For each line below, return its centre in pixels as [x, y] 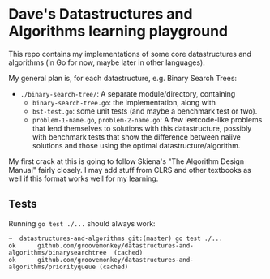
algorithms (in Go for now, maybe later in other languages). [107, 62]
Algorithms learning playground [118, 31]
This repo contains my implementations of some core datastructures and [130, 54]
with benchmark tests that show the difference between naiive [136, 137]
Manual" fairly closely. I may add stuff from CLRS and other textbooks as [130, 170]
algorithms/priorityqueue [52, 267]
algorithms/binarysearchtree [58, 252]
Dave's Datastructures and [101, 14]
